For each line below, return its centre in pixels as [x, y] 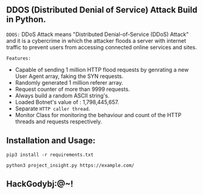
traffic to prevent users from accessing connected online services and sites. [102, 47]
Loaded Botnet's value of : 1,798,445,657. [67, 102]
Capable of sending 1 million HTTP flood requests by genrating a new [102, 69]
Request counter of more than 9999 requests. [72, 89]
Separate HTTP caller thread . [53, 108]
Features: [19, 58]
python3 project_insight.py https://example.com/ [71, 165]
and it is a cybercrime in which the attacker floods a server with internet [96, 41]
